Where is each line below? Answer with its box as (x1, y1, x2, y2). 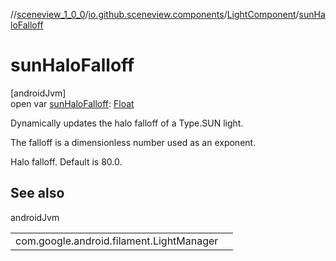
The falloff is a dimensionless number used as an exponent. (10, 136, 257, 148)
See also (10, 185, 65, 202)
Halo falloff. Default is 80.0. (10, 155, 123, 168)
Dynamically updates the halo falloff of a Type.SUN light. (10, 117, 244, 129)
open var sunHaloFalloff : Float (10, 97, 135, 109)
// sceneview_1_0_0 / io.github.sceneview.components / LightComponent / (10, 9, 300, 20)
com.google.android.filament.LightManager (15, 234, 219, 248)
